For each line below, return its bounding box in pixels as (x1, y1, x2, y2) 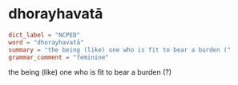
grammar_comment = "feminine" (8, 53, 110, 61)
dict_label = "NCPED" (8, 31, 81, 39)
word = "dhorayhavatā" (8, 38, 84, 46)
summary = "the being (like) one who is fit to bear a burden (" (8, 45, 231, 54)
